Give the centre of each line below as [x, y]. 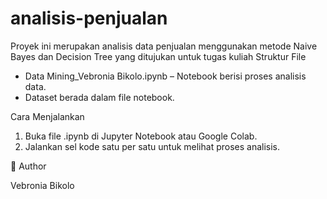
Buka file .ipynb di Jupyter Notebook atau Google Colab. [141, 136]
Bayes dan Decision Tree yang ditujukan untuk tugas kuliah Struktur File [158, 56]
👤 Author [28, 166]
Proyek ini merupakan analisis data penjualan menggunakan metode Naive [164, 46]
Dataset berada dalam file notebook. [99, 97]
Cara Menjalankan [47, 116]
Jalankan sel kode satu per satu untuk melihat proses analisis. [152, 146]
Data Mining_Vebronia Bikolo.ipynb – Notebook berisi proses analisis [165, 76]
